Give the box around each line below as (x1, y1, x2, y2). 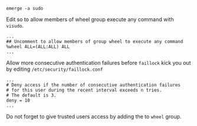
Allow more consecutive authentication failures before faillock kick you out (6, 59, 191, 66)
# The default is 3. (6, 92, 57, 98)
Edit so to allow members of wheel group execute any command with (6, 16, 174, 23)
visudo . (6, 22, 24, 29)
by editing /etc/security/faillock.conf (6, 65, 103, 72)
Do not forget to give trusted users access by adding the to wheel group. (6, 113, 182, 120)
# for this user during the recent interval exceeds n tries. (6, 87, 162, 93)
